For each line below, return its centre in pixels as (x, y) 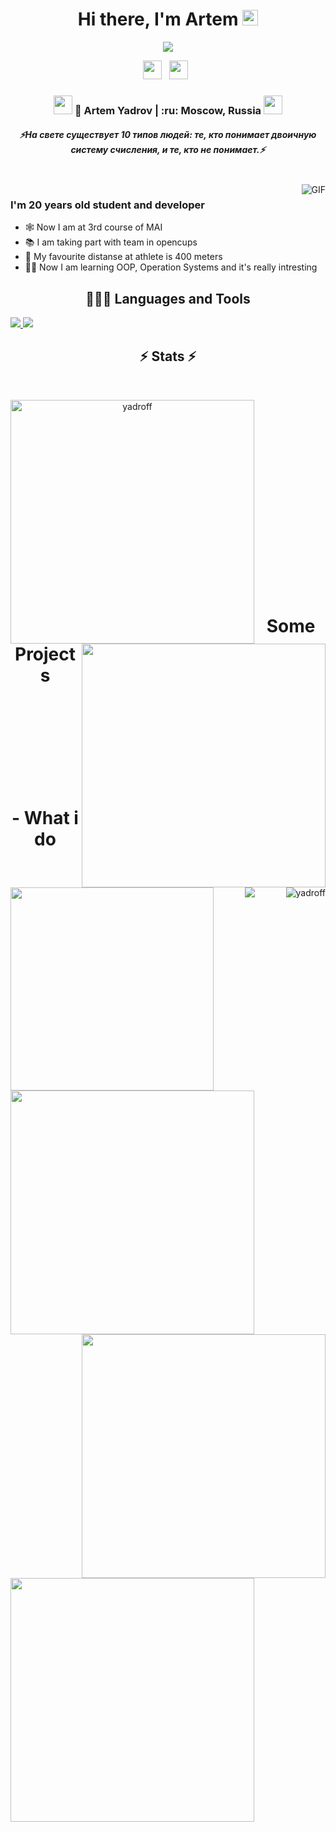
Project (45, 654)
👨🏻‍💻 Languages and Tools (168, 298)
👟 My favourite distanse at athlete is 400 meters (123, 257)
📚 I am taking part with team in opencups (111, 242)
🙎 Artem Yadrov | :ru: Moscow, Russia (168, 110)
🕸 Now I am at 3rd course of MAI (93, 227)
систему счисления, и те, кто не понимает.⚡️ (168, 150)
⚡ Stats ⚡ (168, 356)
